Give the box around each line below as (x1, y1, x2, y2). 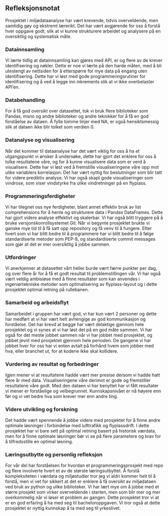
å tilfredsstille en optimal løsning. (5, 439, 74, 445)
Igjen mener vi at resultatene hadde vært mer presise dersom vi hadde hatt (5, 372, 160, 378)
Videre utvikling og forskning (5, 405, 78, 412)
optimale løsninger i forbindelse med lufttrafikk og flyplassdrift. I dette (5, 423, 149, 429)
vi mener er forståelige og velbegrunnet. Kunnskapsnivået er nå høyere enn (5, 388, 161, 394)
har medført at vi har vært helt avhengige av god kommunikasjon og (5, 316, 146, 322)
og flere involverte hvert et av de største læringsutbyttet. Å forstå (5, 468, 139, 474)
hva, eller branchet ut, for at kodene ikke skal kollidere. (5, 348, 119, 354)
